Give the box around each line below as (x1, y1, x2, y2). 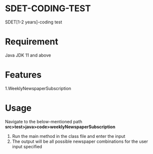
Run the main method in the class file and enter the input (12, 133, 125, 139)
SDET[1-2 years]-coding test (5, 19, 62, 25)
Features (5, 69, 42, 80)
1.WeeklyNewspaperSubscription (5, 85, 71, 91)
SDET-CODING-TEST (5, 3, 91, 14)
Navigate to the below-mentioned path (5, 118, 83, 124)
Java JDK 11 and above (5, 52, 51, 58)
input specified (12, 143, 42, 149)
